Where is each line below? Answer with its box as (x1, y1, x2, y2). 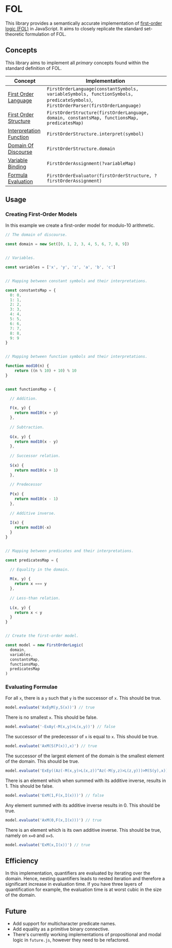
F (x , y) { (10, 406, 31, 411)
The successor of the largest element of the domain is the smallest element (5, 753, 165, 759)
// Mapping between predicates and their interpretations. (5, 548, 134, 553)
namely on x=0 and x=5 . (5, 832, 55, 838)
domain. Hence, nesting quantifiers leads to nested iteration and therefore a (5, 876, 165, 882)
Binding (8, 163, 27, 170)
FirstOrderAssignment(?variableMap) (47, 160, 136, 166)
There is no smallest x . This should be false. (5, 714, 98, 720)
